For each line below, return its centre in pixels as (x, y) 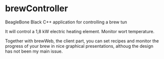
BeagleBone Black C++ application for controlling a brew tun (66, 22)
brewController (37, 9)
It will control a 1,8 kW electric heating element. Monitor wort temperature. (80, 31)
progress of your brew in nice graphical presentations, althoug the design (79, 46)
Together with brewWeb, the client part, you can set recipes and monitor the (82, 41)
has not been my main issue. (34, 51)
